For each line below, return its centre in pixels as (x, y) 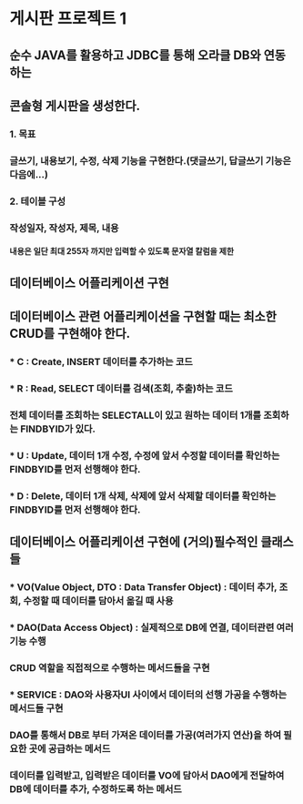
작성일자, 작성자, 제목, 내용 (65, 228)
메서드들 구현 (36, 708)
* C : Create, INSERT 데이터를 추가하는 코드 (101, 361)
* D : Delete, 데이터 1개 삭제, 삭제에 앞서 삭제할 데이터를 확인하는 (143, 495)
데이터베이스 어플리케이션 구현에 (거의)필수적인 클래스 (151, 542)
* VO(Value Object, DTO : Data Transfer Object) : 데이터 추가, (143, 586)
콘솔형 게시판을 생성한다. (75, 106)
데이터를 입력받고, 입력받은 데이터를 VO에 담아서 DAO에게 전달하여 (147, 775)
